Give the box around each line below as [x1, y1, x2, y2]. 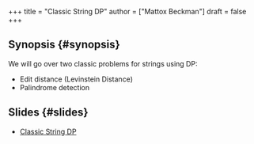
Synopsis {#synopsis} [8, 38, 120, 51]
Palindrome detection [19, 82, 89, 92]
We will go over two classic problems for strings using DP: [8, 59, 198, 68]
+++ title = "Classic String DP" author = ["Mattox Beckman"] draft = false [8, 7, 247, 16]
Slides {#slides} [8, 106, 89, 119]
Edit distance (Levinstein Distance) [19, 74, 133, 84]
